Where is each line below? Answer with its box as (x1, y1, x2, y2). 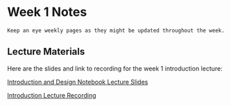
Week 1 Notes (7, 4, 87, 20)
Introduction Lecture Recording (7, 91, 96, 99)
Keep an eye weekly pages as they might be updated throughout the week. (7, 27, 225, 34)
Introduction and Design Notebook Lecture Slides (7, 78, 148, 86)
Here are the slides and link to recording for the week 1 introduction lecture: (7, 64, 223, 73)
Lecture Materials (7, 46, 85, 58)
